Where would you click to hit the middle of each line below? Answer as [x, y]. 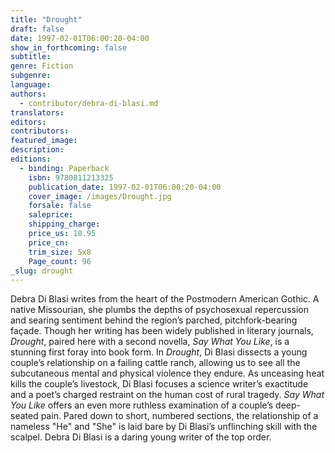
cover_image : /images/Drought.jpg [100, 196]
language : [31, 85]
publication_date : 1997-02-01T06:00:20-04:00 [125, 187]
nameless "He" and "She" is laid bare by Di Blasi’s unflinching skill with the [164, 427]
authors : [28, 94]
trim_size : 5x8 [60, 252]
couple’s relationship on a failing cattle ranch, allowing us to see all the [155, 363]
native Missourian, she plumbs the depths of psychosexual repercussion [159, 310]
